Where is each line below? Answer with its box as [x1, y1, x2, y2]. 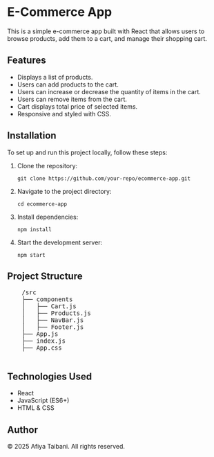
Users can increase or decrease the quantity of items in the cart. [17, 87, 202, 96]
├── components [21, 296, 73, 303]
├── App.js [21, 330, 59, 338]
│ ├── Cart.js [21, 303, 77, 310]
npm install [17, 226, 52, 233]
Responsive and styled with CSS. [17, 109, 112, 118]
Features [7, 55, 46, 66]
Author [7, 424, 38, 436]
